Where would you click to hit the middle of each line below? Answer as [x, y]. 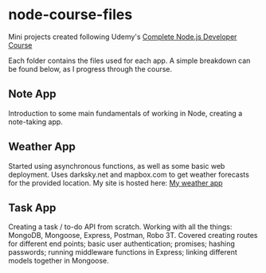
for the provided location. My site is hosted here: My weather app [115, 183]
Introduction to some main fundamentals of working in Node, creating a [125, 113]
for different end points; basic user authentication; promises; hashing [121, 244]
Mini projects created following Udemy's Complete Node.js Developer [123, 37]
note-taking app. [36, 122]
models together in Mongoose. [59, 261]
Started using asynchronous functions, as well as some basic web [117, 166]
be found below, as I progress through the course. [90, 68]
